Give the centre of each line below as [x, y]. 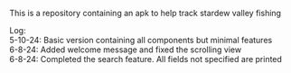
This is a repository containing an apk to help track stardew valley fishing [145, 13]
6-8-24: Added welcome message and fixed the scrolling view [126, 50]
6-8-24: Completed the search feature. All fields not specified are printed [146, 59]
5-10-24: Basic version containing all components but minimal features [141, 40]
